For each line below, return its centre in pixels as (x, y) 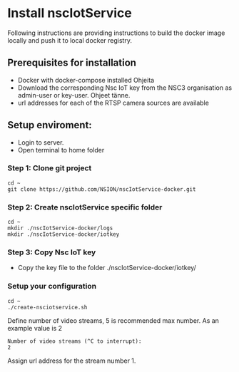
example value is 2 (35, 328)
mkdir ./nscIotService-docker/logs (60, 228)
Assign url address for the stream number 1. (72, 361)
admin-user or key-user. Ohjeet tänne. (74, 95)
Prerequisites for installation (72, 63)
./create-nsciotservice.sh (47, 307)
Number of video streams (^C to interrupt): (75, 341)
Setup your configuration (52, 286)
